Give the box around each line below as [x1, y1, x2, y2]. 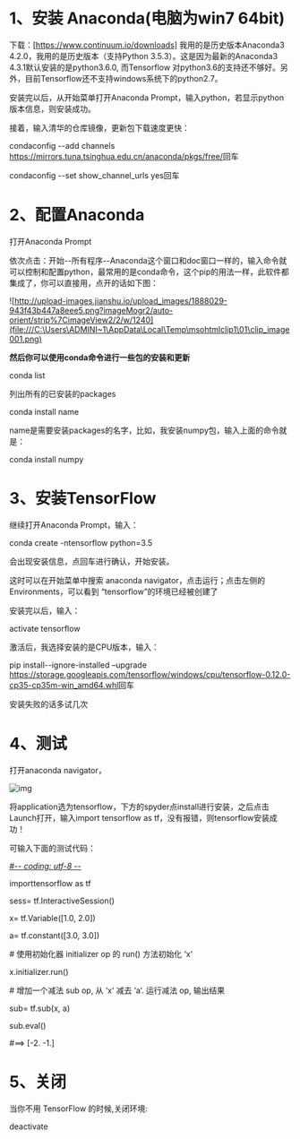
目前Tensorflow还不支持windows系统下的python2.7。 [24, 73, 223, 83]
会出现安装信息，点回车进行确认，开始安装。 [9, 556, 175, 566]
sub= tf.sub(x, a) [9, 1003, 71, 1014]
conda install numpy [9, 453, 84, 464]
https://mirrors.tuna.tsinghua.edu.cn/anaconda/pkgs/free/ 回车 [9, 151, 239, 161]
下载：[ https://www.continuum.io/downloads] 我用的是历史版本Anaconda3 [9, 39, 285, 50]
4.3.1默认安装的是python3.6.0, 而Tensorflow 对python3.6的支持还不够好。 [9, 62, 280, 73]
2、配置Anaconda [9, 205, 145, 225]
